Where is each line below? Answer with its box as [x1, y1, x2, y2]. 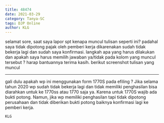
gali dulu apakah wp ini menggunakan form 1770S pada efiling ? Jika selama [5, 79, 159, 84]
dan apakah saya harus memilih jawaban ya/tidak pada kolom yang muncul [5, 54, 156, 60]
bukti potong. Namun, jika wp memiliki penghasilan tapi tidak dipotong [5, 94, 146, 100]
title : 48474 [5, 7, 32, 12]
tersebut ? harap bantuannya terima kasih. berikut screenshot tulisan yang [5, 60, 155, 65]
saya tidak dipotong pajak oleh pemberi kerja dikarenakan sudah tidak [5, 44, 146, 50]
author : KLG [5, 25, 29, 30]
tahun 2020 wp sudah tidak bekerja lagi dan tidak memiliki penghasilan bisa [5, 84, 158, 90]
